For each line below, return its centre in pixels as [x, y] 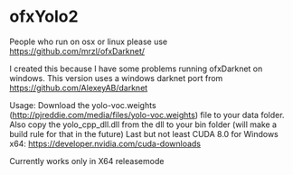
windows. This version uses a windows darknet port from [116, 78]
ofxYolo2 [44, 17]
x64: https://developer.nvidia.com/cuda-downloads [105, 143]
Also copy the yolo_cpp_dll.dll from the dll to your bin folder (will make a [143, 124]
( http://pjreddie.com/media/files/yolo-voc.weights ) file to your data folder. [147, 115]
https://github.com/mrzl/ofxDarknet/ [77, 51]
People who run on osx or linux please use [89, 41]
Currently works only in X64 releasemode [87, 161]
